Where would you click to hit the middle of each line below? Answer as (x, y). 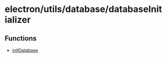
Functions (21, 38)
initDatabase (25, 50)
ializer (18, 20)
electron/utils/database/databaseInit (83, 9)
